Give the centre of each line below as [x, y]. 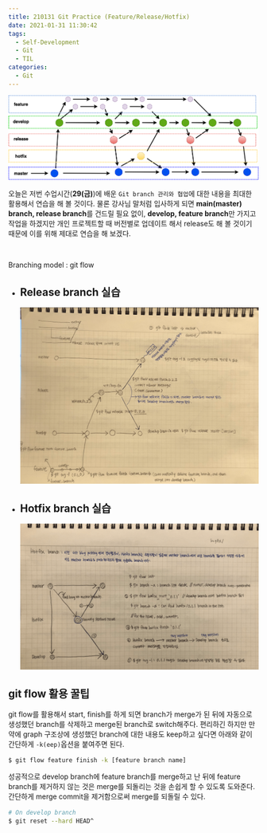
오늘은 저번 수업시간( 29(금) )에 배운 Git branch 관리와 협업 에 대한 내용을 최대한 [130, 194]
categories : [28, 68]
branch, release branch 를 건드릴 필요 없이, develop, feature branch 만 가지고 [132, 214]
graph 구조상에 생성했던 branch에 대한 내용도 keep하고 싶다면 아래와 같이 [137, 734]
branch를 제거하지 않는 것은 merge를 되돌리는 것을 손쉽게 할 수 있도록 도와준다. [132, 787]
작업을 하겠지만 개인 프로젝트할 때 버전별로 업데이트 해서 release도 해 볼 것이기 [130, 224]
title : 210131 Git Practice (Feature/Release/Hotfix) [99, 17]
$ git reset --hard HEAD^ [51, 821]
